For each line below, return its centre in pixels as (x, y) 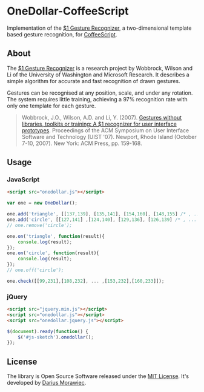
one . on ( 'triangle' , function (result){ (56, 236)
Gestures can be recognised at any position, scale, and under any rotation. (100, 93)
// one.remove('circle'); (39, 225)
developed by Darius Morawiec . (47, 383)
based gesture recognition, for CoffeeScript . (62, 34)
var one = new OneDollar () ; (42, 203)
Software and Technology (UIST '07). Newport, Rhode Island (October (109, 137)
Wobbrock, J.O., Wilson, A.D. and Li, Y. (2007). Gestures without (102, 117)
